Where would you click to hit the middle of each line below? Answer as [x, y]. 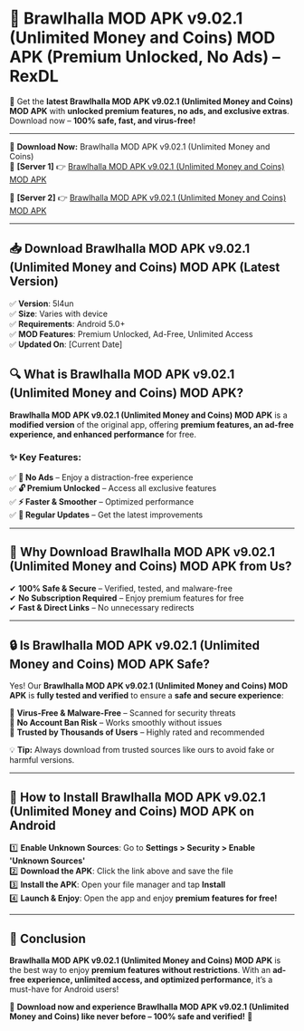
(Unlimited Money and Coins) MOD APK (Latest [145, 268]
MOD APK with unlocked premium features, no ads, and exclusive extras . [149, 111]
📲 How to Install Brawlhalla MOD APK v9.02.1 [138, 797]
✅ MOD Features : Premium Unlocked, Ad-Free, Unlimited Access [131, 333]
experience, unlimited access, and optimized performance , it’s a [150, 980]
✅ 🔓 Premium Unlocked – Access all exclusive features [113, 487]
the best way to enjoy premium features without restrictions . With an [140, 970]
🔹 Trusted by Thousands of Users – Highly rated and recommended [137, 732]
